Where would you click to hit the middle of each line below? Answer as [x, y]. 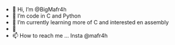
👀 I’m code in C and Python [47, 16]
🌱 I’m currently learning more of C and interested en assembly [91, 22]
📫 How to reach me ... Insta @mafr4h [60, 36]
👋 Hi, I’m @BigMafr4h [39, 9]
